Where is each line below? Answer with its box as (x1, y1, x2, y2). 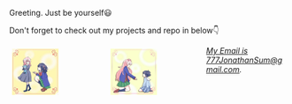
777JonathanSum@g (205, 55, 283, 65)
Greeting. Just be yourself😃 (9, 8, 112, 18)
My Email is (205, 46, 249, 56)
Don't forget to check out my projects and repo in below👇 (9, 26, 219, 35)
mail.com (205, 64, 241, 74)
